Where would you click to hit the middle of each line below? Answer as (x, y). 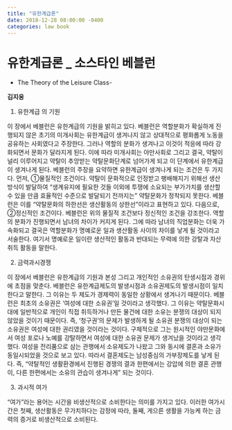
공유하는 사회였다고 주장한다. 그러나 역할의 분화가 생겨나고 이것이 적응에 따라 (111, 144)
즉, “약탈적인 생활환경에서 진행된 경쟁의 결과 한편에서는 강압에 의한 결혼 (113, 364)
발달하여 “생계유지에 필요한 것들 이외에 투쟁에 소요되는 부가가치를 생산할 (123, 187)
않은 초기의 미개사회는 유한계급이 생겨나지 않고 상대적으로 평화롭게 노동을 (124, 135)
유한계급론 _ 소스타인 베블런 (81, 63)
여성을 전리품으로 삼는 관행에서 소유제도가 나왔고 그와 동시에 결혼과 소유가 (122, 347)
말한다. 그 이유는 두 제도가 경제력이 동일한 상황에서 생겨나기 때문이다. (119, 295)
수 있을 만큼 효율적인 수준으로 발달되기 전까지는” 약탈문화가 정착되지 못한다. (109, 196)
